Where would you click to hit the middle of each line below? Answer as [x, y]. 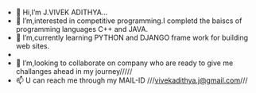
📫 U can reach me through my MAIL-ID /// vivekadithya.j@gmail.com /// [132, 80]
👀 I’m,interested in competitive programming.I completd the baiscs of [129, 21]
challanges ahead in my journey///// [74, 71]
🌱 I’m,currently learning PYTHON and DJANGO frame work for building [132, 37]
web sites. [33, 46]
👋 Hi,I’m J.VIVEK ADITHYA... [62, 12]
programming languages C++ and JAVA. [82, 29]
